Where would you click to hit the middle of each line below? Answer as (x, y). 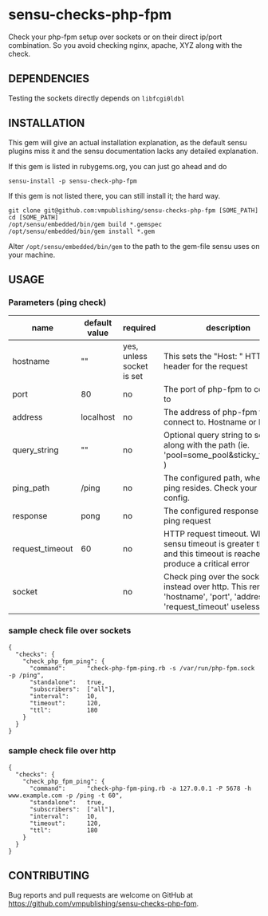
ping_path (31, 488)
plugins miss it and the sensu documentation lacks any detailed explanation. (133, 151)
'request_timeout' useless (212, 606)
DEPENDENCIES (49, 79)
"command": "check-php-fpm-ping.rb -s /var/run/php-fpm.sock (142, 668)
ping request (187, 521)
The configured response (211, 511)
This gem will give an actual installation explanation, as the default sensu (128, 142)
